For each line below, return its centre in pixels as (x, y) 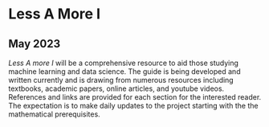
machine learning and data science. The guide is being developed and (124, 72)
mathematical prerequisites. (54, 114)
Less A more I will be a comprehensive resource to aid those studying (124, 63)
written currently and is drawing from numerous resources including (121, 80)
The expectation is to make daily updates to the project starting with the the (133, 106)
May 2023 (35, 44)
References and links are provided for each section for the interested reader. (135, 97)
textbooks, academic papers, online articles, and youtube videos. (116, 88)
